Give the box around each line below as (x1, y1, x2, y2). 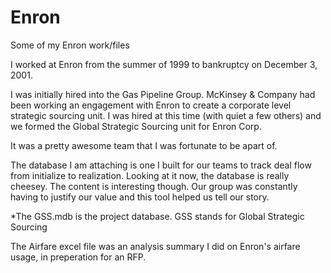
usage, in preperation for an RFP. (10, 251, 147, 263)
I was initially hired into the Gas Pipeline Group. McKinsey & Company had (10, 88, 316, 100)
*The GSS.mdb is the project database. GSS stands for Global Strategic (10, 210, 305, 222)
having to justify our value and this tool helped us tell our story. (10, 191, 270, 203)
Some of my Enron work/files (10, 39, 130, 51)
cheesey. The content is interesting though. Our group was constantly (10, 180, 298, 192)
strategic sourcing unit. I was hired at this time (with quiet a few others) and (10, 109, 322, 121)
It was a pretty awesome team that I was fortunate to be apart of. (10, 139, 278, 151)
